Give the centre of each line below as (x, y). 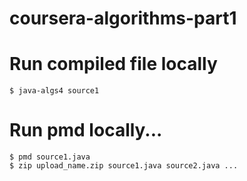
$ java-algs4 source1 (54, 91)
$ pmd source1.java (50, 157)
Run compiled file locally (113, 64)
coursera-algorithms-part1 (123, 18)
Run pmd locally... (86, 130)
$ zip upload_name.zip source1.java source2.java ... (124, 166)
